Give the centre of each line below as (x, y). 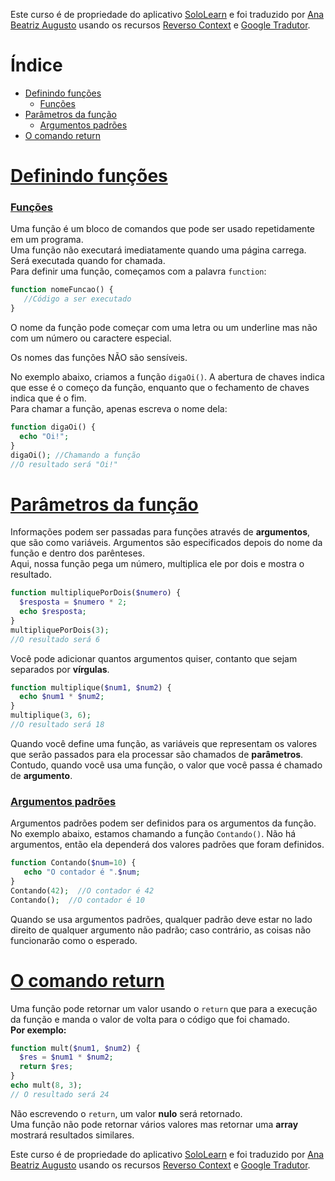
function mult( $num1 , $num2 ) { (75, 1048)
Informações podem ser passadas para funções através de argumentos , (160, 532)
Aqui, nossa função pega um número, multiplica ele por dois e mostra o (157, 564)
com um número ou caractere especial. (91, 338)
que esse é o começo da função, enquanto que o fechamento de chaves (160, 388)
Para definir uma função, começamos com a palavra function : (138, 271)
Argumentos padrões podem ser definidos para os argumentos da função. (163, 823)
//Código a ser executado (77, 299)
